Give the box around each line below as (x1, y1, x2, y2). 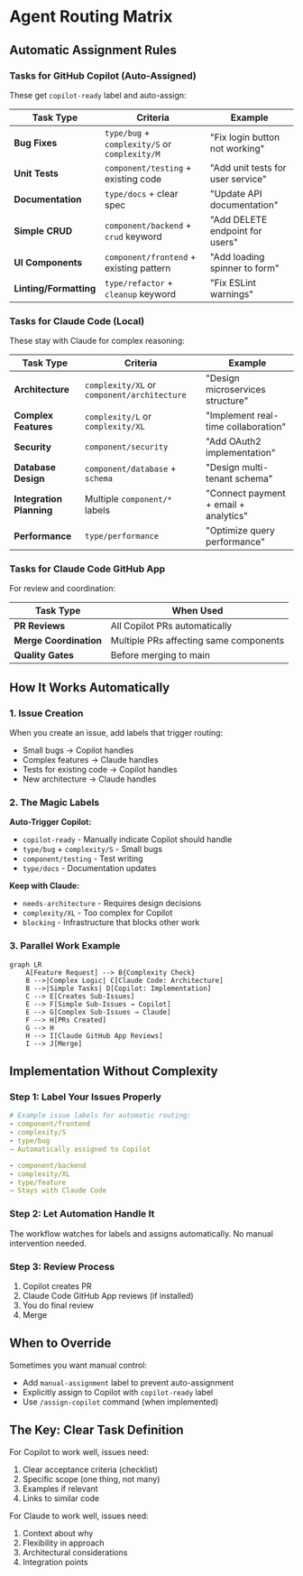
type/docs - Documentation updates (22, 863, 157, 874)
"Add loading (209, 250, 265, 263)
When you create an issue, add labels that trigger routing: (9, 728, 224, 738)
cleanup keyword (105, 287, 177, 300)
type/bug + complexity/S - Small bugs (22, 844, 163, 855)
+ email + (206, 498, 245, 511)
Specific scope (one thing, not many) (22, 1473, 161, 1484)
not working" (209, 142, 265, 154)
